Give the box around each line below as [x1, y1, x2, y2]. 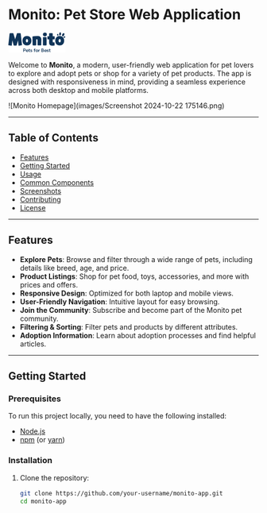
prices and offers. [19, 280, 78, 289]
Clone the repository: [19, 472, 90, 482]
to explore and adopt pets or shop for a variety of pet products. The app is [8, 68, 252, 78]
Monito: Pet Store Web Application [8, 6, 241, 24]
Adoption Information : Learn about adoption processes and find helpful [19, 330, 257, 340]
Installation [8, 455, 53, 466]
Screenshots [19, 186, 62, 195]
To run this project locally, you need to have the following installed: [8, 411, 227, 421]
